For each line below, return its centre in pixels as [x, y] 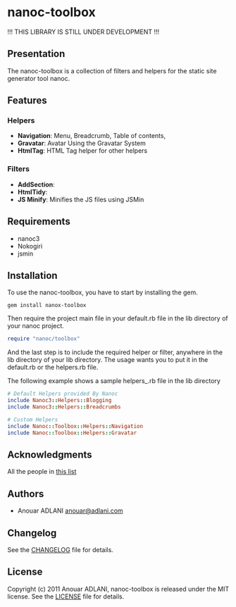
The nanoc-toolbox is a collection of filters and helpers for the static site [112, 70]
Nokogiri [30, 246]
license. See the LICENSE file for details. [66, 596]
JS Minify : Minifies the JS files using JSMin [81, 199]
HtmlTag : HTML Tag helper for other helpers [82, 151]
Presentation [36, 54]
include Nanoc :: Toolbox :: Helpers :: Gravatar [72, 433]
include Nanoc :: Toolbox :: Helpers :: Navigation [75, 426]
